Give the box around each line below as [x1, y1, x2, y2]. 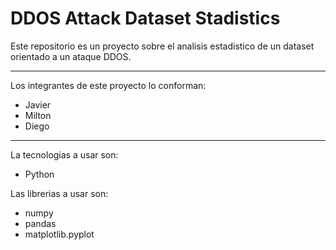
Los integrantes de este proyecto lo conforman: [10, 79, 207, 91]
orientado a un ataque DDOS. [10, 50, 132, 62]
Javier [24, 98, 52, 111]
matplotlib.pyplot [24, 228, 95, 240]
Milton [24, 109, 52, 121]
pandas [24, 217, 57, 229]
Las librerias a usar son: [10, 187, 109, 199]
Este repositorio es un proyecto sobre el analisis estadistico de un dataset [10, 40, 315, 52]
